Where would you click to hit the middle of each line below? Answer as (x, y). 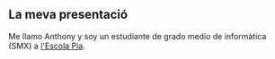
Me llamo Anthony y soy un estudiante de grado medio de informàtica (137, 36)
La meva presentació (68, 15)
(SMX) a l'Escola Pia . (47, 46)
